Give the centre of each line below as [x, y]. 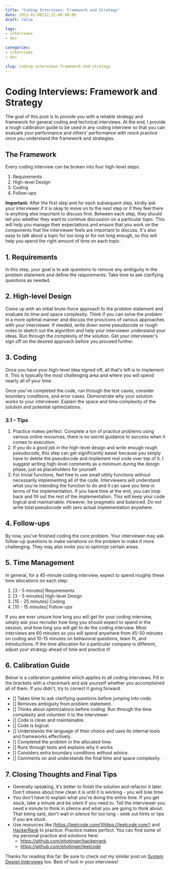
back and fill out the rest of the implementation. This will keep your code [89, 496]
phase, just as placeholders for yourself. [55, 469]
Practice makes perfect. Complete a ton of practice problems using [83, 431]
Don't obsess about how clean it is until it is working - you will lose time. [88, 792]
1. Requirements [31, 257]
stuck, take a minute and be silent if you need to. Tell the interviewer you [89, 803]
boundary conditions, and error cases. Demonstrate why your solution [79, 396]
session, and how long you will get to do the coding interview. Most [76, 627]
